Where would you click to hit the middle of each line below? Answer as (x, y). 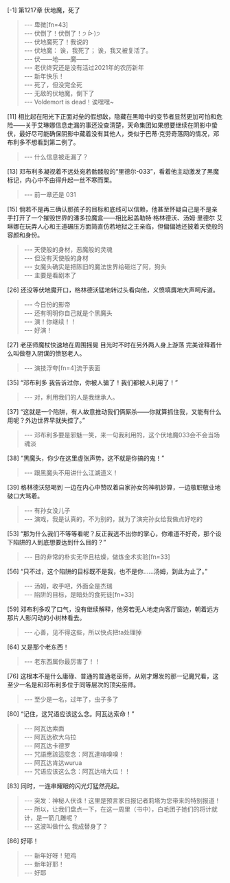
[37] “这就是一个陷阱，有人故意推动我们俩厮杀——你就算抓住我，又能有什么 (114, 412)
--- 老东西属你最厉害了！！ (62, 662)
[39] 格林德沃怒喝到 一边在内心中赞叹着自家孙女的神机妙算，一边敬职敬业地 (114, 487)
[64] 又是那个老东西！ (38, 647)
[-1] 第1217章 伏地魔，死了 (44, 10)
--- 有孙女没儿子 (47, 511)
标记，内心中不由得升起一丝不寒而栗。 (61, 180)
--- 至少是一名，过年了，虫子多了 (71, 699)
